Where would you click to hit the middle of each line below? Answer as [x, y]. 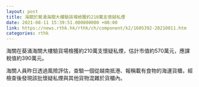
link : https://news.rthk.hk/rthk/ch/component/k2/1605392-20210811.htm [96, 28]
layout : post [22, 11]
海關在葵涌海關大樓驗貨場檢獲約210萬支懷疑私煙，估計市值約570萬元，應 [95, 51]
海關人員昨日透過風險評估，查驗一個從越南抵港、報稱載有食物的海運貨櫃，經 [99, 71]
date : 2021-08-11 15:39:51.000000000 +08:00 [62, 22]
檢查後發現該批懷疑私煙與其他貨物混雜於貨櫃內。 [66, 78]
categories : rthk [28, 34]
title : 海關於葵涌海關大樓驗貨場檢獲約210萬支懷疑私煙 [66, 17]
